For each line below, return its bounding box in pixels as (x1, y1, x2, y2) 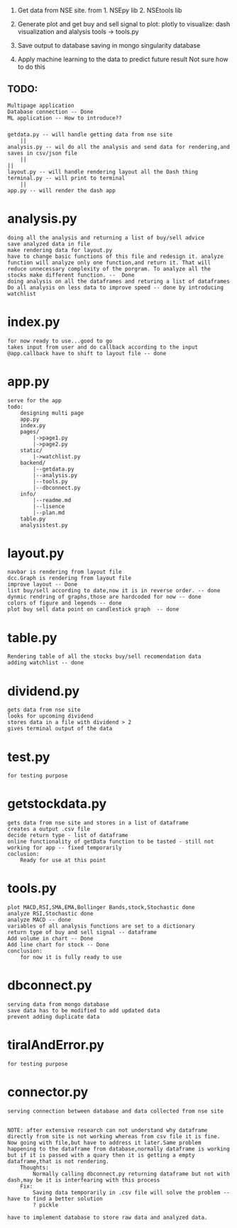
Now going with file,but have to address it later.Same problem (7, 1139, 202, 1147)
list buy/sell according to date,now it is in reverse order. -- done (7, 587, 221, 594)
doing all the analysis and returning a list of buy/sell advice (7, 234, 204, 241)
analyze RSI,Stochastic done (7, 910, 94, 918)
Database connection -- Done (7, 108, 94, 115)
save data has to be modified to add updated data (7, 1007, 160, 1014)
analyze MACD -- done (7, 916, 72, 924)
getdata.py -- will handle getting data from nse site (7, 131, 173, 138)
